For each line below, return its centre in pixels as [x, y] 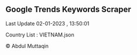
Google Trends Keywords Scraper [68, 10]
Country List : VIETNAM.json [40, 35]
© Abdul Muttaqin [27, 46]
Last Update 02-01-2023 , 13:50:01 [47, 23]
